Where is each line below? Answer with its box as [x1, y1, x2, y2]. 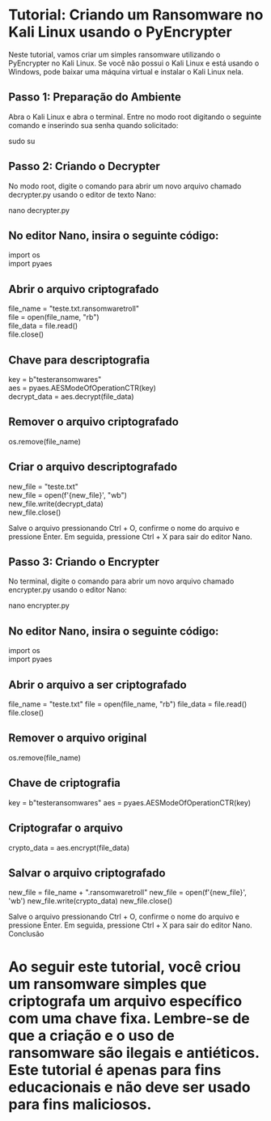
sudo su [8, 136, 36, 146]
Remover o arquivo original [8, 731, 147, 745]
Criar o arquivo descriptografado [8, 460, 178, 474]
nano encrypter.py [8, 601, 70, 610]
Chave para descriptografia [8, 353, 150, 367]
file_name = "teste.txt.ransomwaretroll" [8, 304, 140, 313]
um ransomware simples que [8, 975, 207, 993]
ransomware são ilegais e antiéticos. [8, 1043, 260, 1062]
